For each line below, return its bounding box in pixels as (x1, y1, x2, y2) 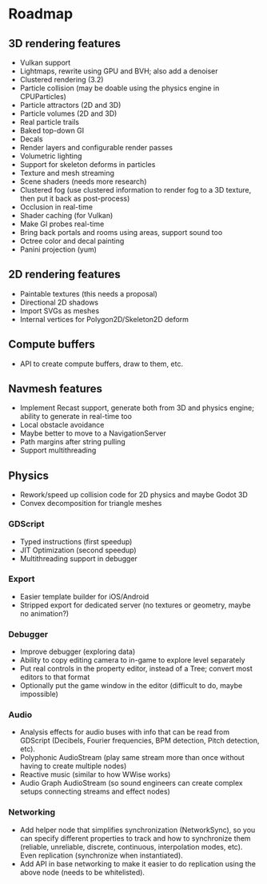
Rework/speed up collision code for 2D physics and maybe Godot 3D (19, 490, 248, 500)
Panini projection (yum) (19, 245, 98, 254)
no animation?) (19, 608, 70, 618)
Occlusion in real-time (19, 202, 94, 212)
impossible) (19, 689, 58, 699)
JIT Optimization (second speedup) (19, 545, 137, 555)
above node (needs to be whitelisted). (19, 867, 145, 877)
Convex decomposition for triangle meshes (19, 499, 162, 508)
